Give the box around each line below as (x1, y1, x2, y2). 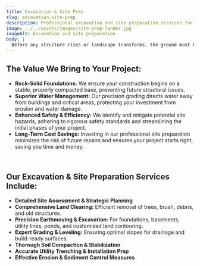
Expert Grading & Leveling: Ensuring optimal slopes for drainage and (14, 229, 185, 236)
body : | (6, 36, 26, 42)
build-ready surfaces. (14, 234, 68, 242)
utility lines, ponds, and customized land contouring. (14, 222, 143, 229)
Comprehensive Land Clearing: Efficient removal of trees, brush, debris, (14, 203, 194, 210)
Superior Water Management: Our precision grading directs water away (14, 92, 193, 99)
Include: (6, 181, 37, 191)
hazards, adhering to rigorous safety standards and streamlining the (14, 117, 182, 125)
